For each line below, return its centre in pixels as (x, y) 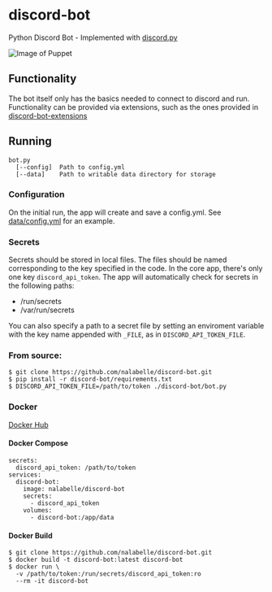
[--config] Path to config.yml (71, 167)
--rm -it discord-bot (52, 581)
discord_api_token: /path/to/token (76, 468)
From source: (35, 355)
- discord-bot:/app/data (72, 517)
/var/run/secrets (47, 310)
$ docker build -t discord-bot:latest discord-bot (96, 560)
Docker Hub (28, 424)
